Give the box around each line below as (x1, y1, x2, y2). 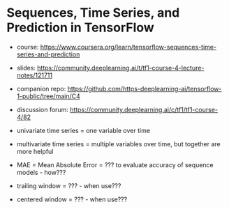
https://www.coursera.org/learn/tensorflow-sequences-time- (40, 42, 217, 51)
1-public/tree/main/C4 (16, 92, 81, 100)
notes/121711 (16, 71, 53, 79)
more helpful (16, 147, 54, 155)
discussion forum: (16, 105, 69, 114)
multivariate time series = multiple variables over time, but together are (16, 139, 221, 148)
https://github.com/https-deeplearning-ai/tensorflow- (67, 84, 222, 93)
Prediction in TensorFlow (6, 20, 154, 36)
